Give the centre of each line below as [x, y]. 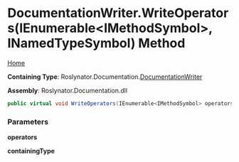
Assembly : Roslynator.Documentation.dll [68, 90]
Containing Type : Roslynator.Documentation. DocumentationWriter [105, 77]
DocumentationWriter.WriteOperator [118, 13]
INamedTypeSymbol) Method [96, 43]
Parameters [28, 121]
